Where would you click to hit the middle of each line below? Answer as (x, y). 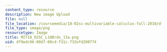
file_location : (21, 24)
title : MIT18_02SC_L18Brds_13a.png (42, 38)
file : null (16, 19)
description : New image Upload (38, 14)
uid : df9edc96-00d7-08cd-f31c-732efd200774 (51, 42)
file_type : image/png (28, 28)
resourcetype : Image (27, 33)
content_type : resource (30, 10)
